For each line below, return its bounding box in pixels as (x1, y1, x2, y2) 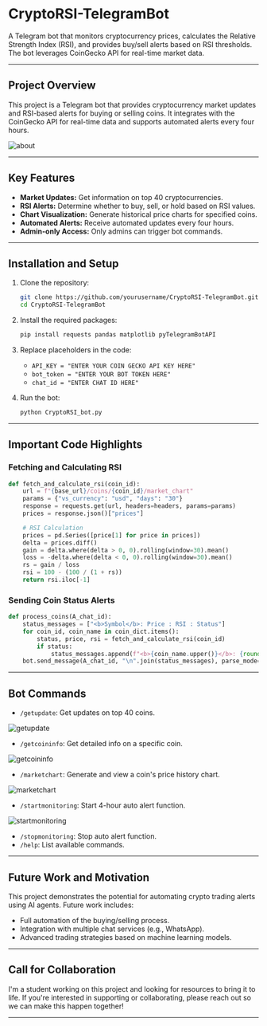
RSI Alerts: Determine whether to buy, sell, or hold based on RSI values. (19, 201, 256, 210)
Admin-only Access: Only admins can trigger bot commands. (19, 226, 223, 236)
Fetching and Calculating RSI (8, 462, 122, 473)
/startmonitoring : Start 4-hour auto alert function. (19, 800, 186, 810)
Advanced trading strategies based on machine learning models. (19, 932, 232, 941)
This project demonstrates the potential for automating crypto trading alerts (8, 891, 256, 901)
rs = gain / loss (22, 561, 80, 569)
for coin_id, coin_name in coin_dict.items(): (22, 627, 180, 635)
